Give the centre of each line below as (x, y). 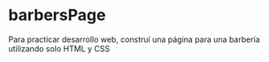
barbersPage (57, 15)
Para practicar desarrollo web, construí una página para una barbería (134, 39)
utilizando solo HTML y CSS (59, 48)
